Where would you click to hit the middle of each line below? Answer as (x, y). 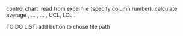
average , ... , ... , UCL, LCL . (41, 15)
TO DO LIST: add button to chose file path (58, 27)
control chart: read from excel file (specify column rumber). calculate (92, 9)
